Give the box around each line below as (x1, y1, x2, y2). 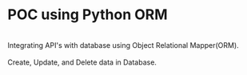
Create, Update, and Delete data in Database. (7, 57, 157, 67)
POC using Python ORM (7, 6, 169, 24)
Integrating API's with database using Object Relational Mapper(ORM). (7, 40, 239, 49)
